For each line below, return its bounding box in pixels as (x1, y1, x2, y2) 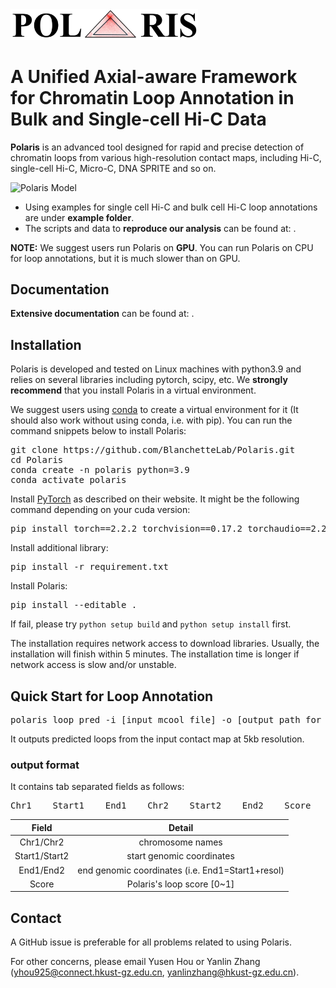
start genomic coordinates (126, 850, 235, 862)
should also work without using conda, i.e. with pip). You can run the (10, 414, 293, 427)
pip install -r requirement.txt (10, 561, 169, 573)
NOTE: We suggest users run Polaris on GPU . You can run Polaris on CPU (10, 241, 314, 253)
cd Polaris (10, 454, 64, 466)
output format (10, 758, 80, 772)
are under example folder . (24, 211, 135, 223)
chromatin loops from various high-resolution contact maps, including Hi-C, (10, 151, 322, 163)
